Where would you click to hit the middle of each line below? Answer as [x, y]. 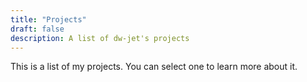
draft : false [37, 29]
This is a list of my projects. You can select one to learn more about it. [154, 67]
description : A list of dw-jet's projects [100, 38]
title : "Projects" [48, 19]
